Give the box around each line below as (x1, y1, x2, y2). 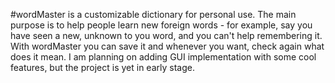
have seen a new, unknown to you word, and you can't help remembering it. (10, 30, 323, 41)
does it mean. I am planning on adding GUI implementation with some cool (10, 51, 317, 63)
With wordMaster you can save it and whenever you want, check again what (10, 40, 325, 52)
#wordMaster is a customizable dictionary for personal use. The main (10, 9, 297, 20)
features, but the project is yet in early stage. (10, 62, 195, 73)
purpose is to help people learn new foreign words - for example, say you (10, 19, 313, 31)
